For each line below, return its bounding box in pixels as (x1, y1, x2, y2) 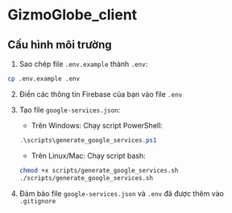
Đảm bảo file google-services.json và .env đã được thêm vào (19, 188, 225, 198)
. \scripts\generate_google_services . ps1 (19, 136, 157, 144)
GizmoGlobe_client (7, 6, 138, 24)
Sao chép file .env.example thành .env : (19, 59, 148, 69)
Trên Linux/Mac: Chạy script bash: (31, 151, 146, 161)
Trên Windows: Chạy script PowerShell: (31, 120, 163, 130)
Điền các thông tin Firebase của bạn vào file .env (19, 89, 183, 98)
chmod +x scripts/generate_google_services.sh (19, 166, 179, 174)
